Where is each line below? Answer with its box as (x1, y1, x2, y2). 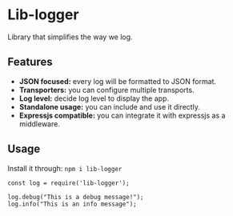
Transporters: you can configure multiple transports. (18, 85, 195, 94)
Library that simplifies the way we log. (7, 32, 133, 42)
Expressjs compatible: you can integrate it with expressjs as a (18, 110, 226, 120)
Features (7, 55, 53, 69)
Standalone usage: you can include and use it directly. (18, 102, 201, 111)
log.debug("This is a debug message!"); (7, 193, 145, 201)
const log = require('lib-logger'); (7, 178, 130, 187)
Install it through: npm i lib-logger (7, 163, 123, 173)
